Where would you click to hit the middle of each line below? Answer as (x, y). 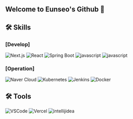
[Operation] (20, 68)
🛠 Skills (18, 27)
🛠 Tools (18, 96)
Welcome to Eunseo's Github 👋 (55, 9)
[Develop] (18, 44)
